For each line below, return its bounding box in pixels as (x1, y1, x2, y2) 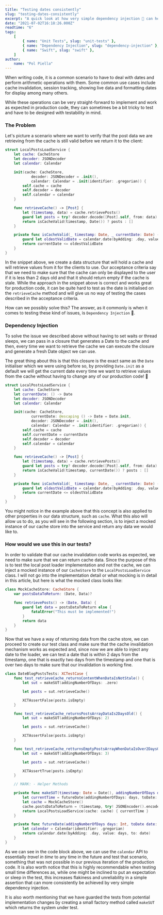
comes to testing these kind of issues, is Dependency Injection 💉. (5, 310, 135, 316)
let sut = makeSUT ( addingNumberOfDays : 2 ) (22, 715, 110, 721)
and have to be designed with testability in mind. (5, 110, 102, 116)
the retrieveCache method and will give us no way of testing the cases (5, 290, 146, 296)
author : (5, 57, 21, 62)
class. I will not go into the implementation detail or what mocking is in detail (5, 572, 157, 578)
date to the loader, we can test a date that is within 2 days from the (5, 651, 139, 658)
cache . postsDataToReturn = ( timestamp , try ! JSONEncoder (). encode (22, 804, 160, 809)
